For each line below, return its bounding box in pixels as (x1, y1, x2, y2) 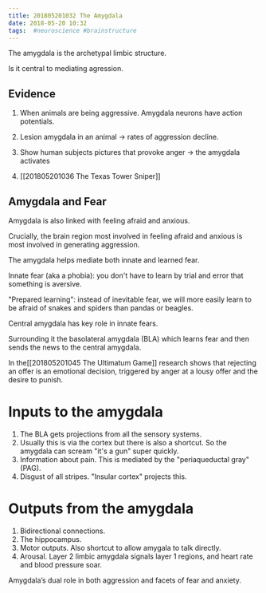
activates (19, 156, 50, 166)
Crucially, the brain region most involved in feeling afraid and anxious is (8, 231, 243, 240)
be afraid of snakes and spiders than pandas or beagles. (8, 303, 194, 312)
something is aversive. (8, 279, 82, 288)
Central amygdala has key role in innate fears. (8, 318, 158, 328)
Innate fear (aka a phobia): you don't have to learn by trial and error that (8, 271, 244, 280)
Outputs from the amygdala (8, 500, 194, 518)
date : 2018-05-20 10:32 (8, 19, 88, 27)
